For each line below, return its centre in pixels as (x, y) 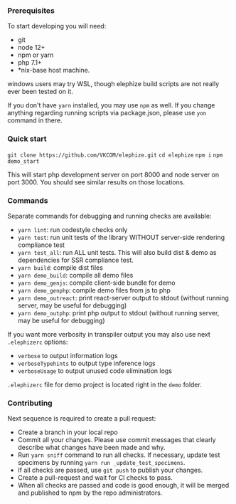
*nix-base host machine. (54, 70)
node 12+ (31, 48)
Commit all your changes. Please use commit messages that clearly (117, 440)
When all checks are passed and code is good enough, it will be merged (123, 485)
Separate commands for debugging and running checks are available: (109, 216)
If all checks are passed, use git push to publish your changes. (110, 470)
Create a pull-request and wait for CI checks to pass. (95, 478)
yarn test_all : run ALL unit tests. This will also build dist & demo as (117, 252)
